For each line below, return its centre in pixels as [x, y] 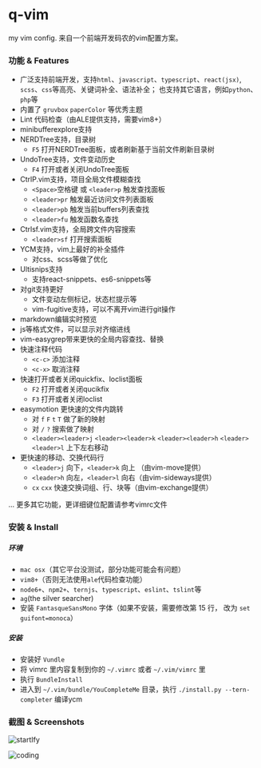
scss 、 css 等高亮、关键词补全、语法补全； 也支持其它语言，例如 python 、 [138, 90]
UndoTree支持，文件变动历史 [67, 159]
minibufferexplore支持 [56, 129]
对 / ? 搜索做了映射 [63, 429]
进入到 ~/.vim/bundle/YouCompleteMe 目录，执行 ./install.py [121, 690]
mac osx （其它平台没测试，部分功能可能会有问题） [102, 570]
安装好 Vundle [42, 659]
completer [36, 700]
